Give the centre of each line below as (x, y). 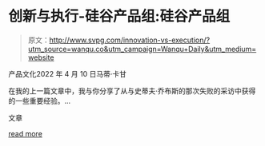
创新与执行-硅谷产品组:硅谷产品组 (119, 16)
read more (25, 133)
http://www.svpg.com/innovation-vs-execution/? (130, 40)
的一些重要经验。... (40, 101)
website (41, 57)
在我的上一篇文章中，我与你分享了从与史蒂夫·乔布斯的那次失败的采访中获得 (132, 91)
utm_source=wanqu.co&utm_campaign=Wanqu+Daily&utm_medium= (142, 49)
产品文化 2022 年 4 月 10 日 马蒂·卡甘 (67, 73)
